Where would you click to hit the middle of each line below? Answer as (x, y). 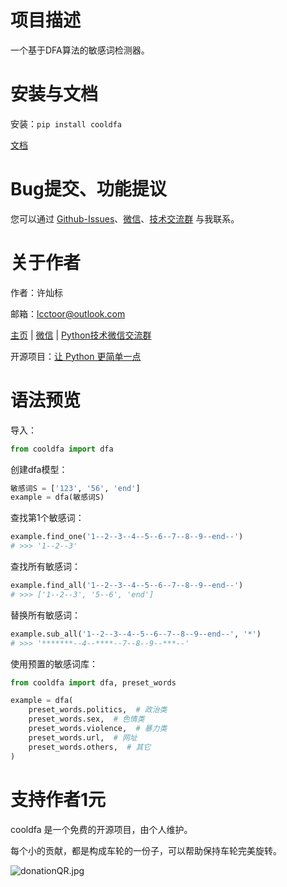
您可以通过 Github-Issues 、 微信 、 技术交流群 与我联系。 (125, 218)
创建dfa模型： (39, 469)
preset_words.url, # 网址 (83, 737)
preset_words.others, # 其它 (90, 747)
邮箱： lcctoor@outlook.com (68, 313)
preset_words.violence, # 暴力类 (98, 729)
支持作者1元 (58, 799)
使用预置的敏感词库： (54, 663)
